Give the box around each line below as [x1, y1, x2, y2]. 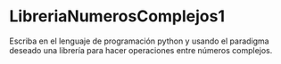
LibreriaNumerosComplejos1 [9, 6, 226, 27]
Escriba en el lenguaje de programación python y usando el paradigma [9, 36, 269, 46]
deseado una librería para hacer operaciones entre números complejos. [9, 44, 273, 55]
